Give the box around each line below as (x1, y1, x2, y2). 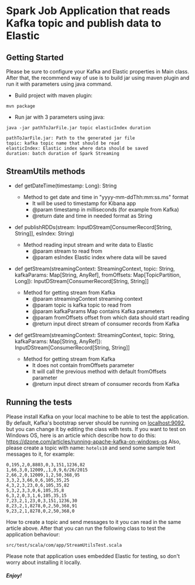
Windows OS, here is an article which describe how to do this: (6, 432, 156, 439)
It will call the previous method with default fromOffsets (32, 368, 167, 375)
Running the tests (6, 398, 72, 408)
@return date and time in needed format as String (32, 212, 153, 219)
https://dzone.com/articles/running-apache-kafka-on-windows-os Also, (6, 438, 181, 445)
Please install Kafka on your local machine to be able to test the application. (6, 413, 189, 420)
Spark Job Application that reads (6, 4, 170, 18)
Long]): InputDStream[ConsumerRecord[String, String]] (14, 277, 149, 284)
